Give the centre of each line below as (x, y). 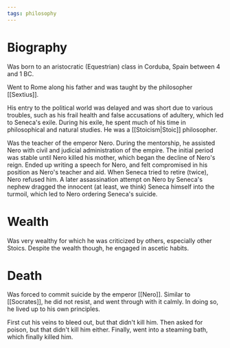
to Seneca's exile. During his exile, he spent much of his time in (97, 122)
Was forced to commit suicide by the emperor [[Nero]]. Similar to (99, 294)
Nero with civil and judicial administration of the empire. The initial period (111, 150)
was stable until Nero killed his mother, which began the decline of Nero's (111, 157)
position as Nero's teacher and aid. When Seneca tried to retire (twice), (108, 172)
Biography (37, 47)
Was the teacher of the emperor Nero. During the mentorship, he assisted (111, 143)
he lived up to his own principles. (54, 309)
